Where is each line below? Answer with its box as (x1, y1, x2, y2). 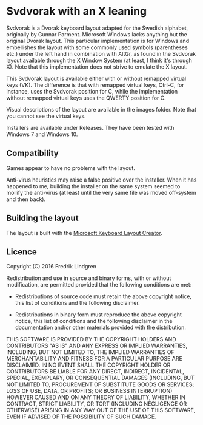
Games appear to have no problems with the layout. (6, 164, 135, 171)
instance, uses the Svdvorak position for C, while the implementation (6, 87, 178, 95)
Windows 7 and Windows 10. (6, 131, 78, 138)
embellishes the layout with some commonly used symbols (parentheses (6, 44, 188, 51)
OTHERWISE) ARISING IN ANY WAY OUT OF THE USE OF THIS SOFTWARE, (6, 407, 196, 414)
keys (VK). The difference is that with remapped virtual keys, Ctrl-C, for (6, 81, 184, 89)
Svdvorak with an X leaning (6, 4, 147, 18)
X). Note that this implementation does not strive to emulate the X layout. (6, 63, 188, 70)
